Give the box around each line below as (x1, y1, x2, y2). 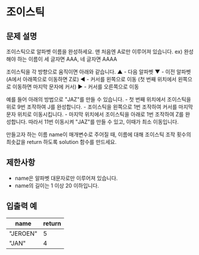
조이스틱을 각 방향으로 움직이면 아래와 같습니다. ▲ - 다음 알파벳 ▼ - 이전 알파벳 (6, 68, 191, 75)
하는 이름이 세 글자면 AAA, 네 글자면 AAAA (17, 56, 117, 63)
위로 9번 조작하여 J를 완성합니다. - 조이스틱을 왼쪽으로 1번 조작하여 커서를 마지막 (6, 103, 194, 110)
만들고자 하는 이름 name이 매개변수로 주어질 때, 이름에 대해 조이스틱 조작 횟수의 (6, 131, 192, 138)
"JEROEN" (9, 229, 38, 238)
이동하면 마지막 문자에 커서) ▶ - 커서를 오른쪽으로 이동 (12, 83, 139, 90)
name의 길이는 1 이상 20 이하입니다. (14, 182, 99, 189)
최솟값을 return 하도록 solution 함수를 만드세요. (6, 139, 117, 145)
